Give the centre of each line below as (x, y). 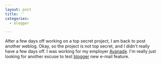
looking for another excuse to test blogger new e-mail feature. (67, 57)
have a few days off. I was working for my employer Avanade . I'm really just (81, 51)
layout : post (18, 9)
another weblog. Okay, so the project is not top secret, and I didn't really (77, 46)
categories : (17, 18)
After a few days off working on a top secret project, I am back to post (75, 41)
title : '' (15, 14)
